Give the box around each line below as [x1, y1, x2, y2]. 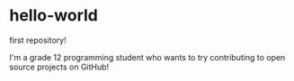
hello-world [9, 5, 99, 26]
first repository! [9, 35, 67, 45]
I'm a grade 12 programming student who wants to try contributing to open [9, 52, 286, 62]
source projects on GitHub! [9, 61, 110, 72]
